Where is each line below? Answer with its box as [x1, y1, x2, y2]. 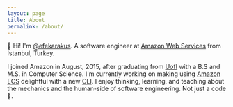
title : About [7, 17, 45, 23]
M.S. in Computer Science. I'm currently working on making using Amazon [7, 70, 221, 78]
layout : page [7, 10, 45, 17]
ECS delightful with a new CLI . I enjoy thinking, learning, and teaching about [7, 77, 225, 86]
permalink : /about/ [7, 23, 64, 30]
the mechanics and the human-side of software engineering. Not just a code [7, 84, 226, 93]
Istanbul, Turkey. [7, 49, 55, 57]
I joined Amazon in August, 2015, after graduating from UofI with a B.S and [7, 63, 220, 71]
